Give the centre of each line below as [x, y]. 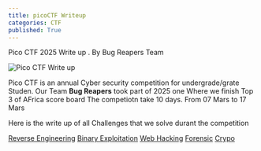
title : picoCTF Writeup [47, 15]
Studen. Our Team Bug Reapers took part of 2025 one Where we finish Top [131, 91]
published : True [35, 30]
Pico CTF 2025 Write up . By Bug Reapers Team [86, 53]
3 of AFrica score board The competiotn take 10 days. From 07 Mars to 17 [127, 100]
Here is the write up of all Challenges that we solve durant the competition [129, 123]
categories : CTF [35, 23]
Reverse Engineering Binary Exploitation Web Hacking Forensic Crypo [121, 138]
